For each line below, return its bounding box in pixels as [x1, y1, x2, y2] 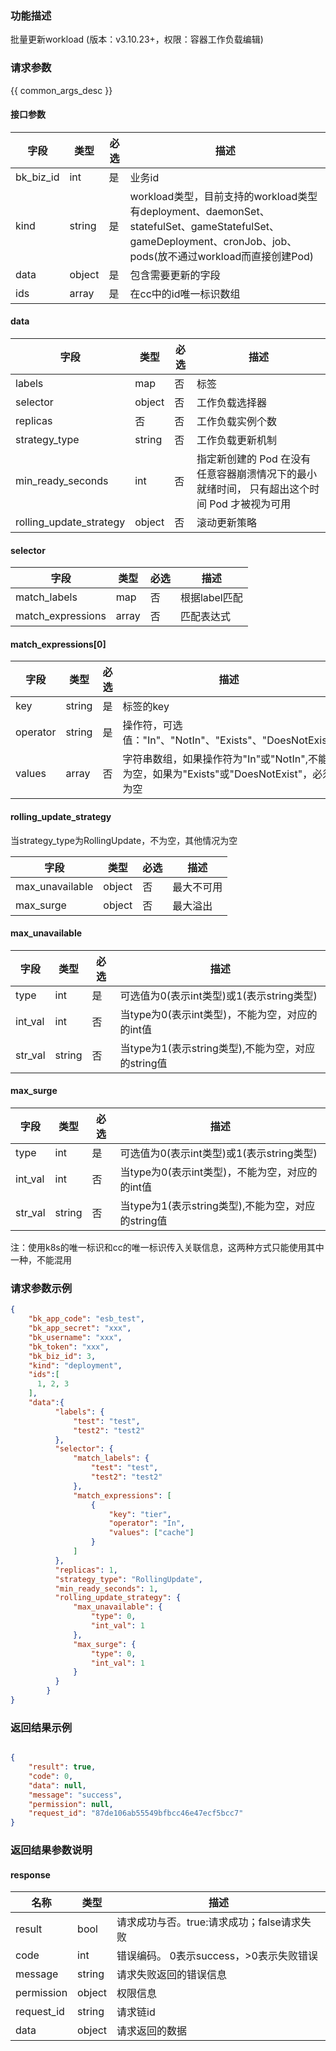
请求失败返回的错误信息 [116, 1968, 228, 1982]
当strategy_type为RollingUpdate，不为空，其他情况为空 [10, 834, 238, 846]
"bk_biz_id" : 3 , [28, 1351, 97, 1361]
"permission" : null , [28, 1799, 114, 1809]
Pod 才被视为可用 [209, 497, 292, 511]
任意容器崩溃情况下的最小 [196, 467, 318, 481]
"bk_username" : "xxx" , [28, 1332, 123, 1342]
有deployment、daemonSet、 [129, 204, 270, 218]
